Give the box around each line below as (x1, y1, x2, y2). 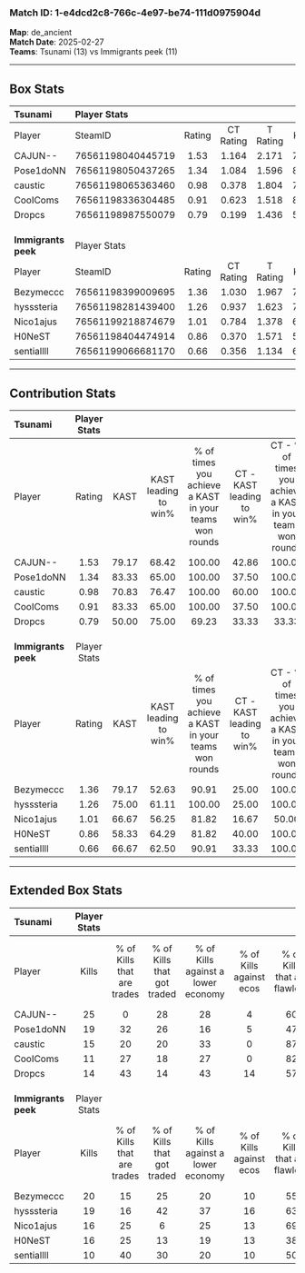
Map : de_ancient (9, 27, 73, 38)
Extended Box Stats (9, 883, 123, 899)
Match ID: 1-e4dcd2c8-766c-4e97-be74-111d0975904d (9, 6, 261, 19)
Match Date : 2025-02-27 (9, 36, 104, 47)
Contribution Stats (9, 385, 116, 401)
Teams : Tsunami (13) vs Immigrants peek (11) (9, 46, 179, 57)
